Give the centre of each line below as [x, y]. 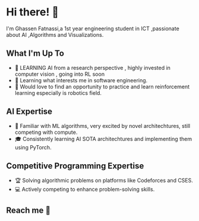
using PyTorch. [33, 147]
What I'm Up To [35, 54]
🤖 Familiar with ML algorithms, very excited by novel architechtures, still [102, 126]
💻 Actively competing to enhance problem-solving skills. [85, 190]
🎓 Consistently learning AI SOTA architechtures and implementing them [103, 139]
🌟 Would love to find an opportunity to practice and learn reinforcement [102, 87]
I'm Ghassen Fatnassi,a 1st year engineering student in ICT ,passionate [93, 28]
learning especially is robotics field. [58, 93]
